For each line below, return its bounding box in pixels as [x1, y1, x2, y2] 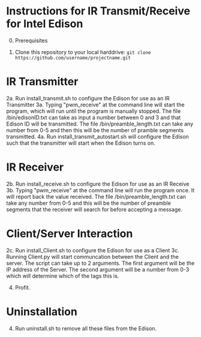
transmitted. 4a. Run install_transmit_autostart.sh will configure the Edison [6, 133, 189, 140]
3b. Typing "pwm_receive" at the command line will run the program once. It [6, 186, 195, 193]
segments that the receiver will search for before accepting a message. [6, 205, 183, 213]
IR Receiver [6, 160, 64, 174]
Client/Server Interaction [6, 227, 133, 240]
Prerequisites [14, 37, 48, 44]
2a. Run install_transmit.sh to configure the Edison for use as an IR [6, 94, 170, 102]
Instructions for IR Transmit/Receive [6, 4, 191, 18]
